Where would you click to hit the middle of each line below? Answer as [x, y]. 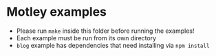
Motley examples [57, 12]
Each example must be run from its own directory [86, 38]
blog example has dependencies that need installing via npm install [113, 45]
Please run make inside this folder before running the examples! [105, 31]
